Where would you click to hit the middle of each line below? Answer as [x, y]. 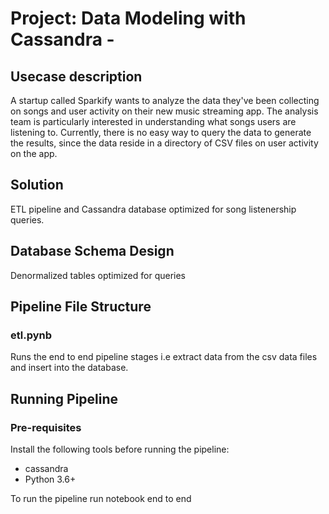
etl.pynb [31, 335]
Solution [37, 185]
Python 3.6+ [50, 479]
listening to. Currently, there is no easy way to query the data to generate [161, 132]
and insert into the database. [69, 368]
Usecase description [76, 76]
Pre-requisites [46, 427]
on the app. [34, 153]
